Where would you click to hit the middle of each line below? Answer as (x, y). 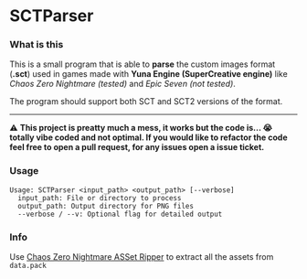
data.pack (28, 266)
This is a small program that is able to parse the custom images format (143, 64)
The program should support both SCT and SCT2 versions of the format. (146, 102)
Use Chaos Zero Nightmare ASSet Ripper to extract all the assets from (142, 257)
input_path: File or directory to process (100, 198)
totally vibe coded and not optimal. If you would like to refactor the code (148, 137)
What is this (37, 45)
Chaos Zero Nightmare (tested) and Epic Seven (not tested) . (122, 84)
